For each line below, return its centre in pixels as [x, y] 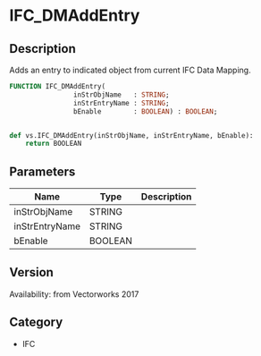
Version [31, 272]
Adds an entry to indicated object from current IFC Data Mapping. [130, 70]
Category [36, 322]
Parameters [42, 171]
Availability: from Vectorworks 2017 [74, 294]
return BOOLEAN [54, 144]
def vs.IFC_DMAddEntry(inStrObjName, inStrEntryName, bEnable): [131, 135]
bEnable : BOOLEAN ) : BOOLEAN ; [145, 111]
